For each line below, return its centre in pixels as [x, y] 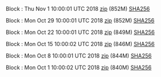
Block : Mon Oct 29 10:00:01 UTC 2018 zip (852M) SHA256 [80, 20]
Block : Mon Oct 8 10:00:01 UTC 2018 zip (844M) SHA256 [79, 56]
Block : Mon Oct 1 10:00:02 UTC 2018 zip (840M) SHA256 [79, 67]
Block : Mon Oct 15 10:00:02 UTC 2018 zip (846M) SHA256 [80, 44]
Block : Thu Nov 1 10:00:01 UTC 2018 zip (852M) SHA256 [78, 9]
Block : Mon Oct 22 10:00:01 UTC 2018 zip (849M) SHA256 [80, 32]
